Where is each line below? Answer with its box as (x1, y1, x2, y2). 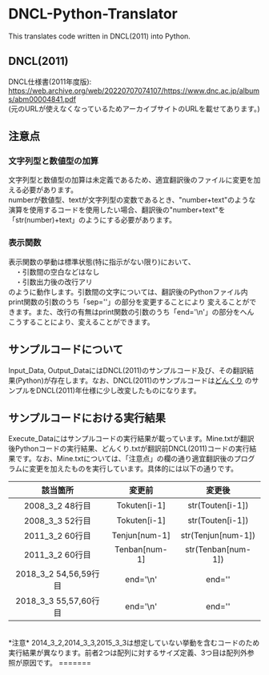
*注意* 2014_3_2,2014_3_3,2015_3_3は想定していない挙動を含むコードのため (8, 638, 260, 648)
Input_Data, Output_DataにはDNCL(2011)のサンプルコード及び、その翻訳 (8, 365, 247, 375)
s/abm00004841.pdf (8, 94, 76, 104)
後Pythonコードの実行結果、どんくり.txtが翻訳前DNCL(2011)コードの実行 (8, 444, 250, 453)
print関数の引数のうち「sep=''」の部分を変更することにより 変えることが (8, 297, 250, 307)
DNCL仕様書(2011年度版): (8, 77, 92, 86)
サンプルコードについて (8, 343, 124, 356)
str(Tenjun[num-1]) (180, 530, 256, 541)
